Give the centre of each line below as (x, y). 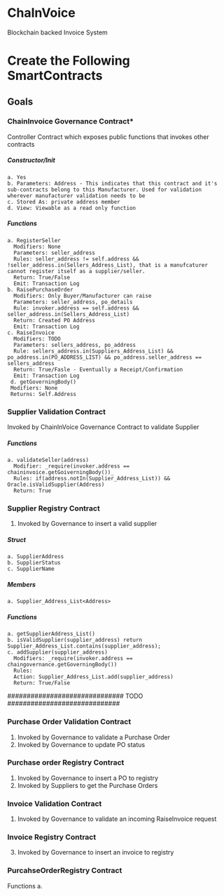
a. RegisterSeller (34, 240)
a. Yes (17, 177)
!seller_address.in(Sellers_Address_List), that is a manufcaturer (108, 265)
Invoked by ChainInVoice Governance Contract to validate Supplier (103, 427)
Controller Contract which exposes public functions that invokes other (108, 137)
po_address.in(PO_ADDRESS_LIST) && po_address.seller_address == (104, 357)
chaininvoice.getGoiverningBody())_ (61, 473)
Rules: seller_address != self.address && (76, 259)
